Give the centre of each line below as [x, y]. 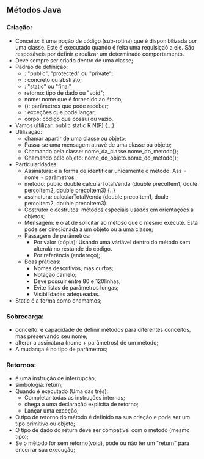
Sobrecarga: [25, 316]
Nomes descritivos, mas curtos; [73, 268]
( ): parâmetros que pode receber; [66, 106]
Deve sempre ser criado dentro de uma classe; [74, 60]
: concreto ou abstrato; [53, 79]
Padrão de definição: [42, 67]
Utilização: [28, 131]
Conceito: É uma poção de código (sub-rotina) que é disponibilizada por [106, 41]
